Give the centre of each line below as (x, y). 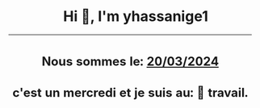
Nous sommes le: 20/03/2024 (130, 61)
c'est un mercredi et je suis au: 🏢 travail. (130, 93)
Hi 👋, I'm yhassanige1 (136, 17)
